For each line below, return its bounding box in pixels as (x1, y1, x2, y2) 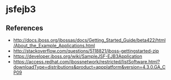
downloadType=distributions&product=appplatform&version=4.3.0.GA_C (13, 64, 166, 70)
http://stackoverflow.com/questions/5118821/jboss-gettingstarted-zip (13, 48, 159, 54)
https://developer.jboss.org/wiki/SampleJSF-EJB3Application (13, 53, 142, 59)
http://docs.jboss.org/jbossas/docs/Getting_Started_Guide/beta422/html (13, 37, 166, 43)
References (6, 24, 43, 32)
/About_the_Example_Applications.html (13, 43, 95, 49)
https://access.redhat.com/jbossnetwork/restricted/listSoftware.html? (13, 59, 160, 64)
